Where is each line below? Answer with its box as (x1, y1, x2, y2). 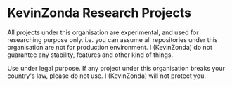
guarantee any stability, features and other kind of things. (7, 51, 174, 59)
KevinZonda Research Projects (7, 5, 192, 21)
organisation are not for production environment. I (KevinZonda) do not (7, 43, 212, 51)
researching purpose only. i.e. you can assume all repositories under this (7, 35, 218, 43)
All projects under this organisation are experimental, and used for (7, 28, 199, 36)
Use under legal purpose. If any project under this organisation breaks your (7, 64, 225, 72)
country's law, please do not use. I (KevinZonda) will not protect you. (7, 72, 206, 80)
